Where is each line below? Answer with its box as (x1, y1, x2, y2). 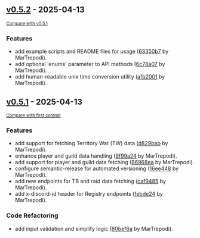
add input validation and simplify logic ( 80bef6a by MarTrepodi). (14, 225, 173, 232)
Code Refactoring (6, 211, 59, 220)
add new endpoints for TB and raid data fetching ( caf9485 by (14, 178, 166, 185)
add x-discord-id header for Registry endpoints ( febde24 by (14, 190, 163, 198)
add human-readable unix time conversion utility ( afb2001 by (14, 73, 165, 80)
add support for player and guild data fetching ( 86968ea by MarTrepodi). (14, 159, 195, 166)
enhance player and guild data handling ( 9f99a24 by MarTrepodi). (14, 152, 177, 159)
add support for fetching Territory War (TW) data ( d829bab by (14, 140, 168, 147)
